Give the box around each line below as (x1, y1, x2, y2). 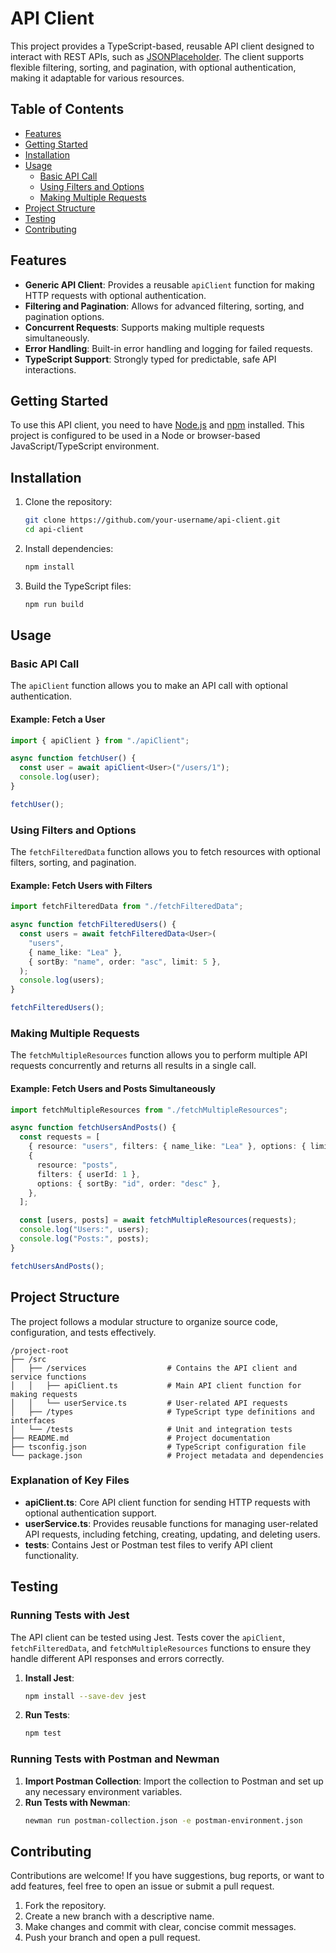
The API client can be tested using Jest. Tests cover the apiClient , (10, 1631, 286, 1643)
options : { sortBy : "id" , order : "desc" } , (36, 1178, 222, 1189)
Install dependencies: (24, 542, 114, 554)
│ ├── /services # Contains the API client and (10, 1363, 298, 1373)
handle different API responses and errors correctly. (10, 1652, 225, 1664)
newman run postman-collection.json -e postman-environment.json (24, 1815, 303, 1826)
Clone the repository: (24, 496, 113, 508)
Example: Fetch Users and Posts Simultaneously (10, 1082, 217, 1094)
